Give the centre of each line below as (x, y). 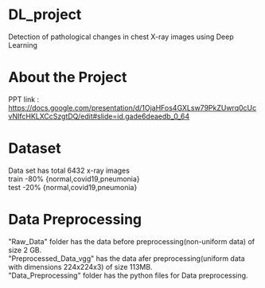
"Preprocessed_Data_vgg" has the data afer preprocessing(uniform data (127, 258)
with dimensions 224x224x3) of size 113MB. (80, 267)
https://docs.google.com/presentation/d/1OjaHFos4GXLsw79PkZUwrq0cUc (132, 107)
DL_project (45, 15)
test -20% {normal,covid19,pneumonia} (73, 187)
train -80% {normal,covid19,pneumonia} (74, 179)
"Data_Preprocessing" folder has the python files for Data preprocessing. (128, 275)
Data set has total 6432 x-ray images (69, 170)
